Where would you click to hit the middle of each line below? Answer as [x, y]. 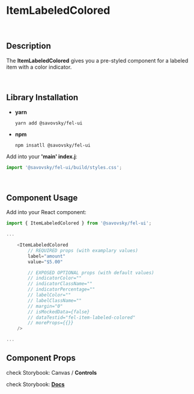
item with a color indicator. [39, 67]
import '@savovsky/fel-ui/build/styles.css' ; [64, 167]
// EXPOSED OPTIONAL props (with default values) [91, 272]
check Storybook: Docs [35, 384]
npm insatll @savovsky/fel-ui [53, 145]
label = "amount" [47, 256]
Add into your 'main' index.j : [42, 156]
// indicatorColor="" [55, 278]
